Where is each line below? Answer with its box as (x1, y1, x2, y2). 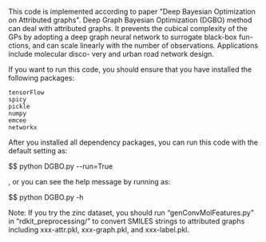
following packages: (8, 73, 75, 82)
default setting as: (8, 146, 68, 155)
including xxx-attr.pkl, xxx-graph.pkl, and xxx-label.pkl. (8, 225, 190, 234)
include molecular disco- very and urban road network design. (8, 50, 214, 58)
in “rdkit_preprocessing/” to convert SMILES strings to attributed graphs (8, 216, 245, 226)
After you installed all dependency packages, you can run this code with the (8, 137, 258, 147)
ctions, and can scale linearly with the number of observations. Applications (8, 41, 258, 50)
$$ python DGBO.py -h (8, 192, 84, 202)
